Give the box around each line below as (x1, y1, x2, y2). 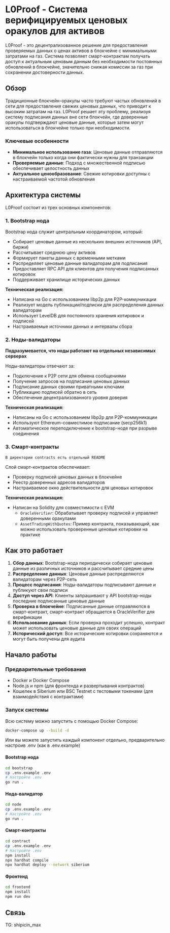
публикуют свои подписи (12, 587, 68, 593)
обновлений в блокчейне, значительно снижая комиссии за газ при (5, 64, 153, 70)
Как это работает (5, 546, 63, 555)
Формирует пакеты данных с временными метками (12, 255, 126, 261)
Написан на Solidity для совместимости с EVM (12, 504, 114, 511)
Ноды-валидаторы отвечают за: (5, 363, 75, 369)
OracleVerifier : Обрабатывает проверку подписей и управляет (20, 510, 158, 516)
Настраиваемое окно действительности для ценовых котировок (12, 485, 153, 491)
